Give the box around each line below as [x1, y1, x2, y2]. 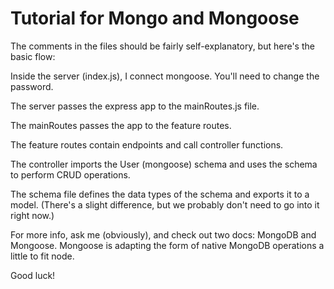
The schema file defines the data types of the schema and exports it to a [10, 188, 310, 200]
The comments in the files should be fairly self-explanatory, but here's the [10, 40, 315, 52]
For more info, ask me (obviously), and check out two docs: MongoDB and [10, 228, 317, 241]
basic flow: [10, 50, 56, 62]
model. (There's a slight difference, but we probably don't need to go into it [10, 198, 320, 211]
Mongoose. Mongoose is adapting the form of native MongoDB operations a [10, 239, 325, 251]
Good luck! [10, 269, 56, 281]
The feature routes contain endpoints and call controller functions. [10, 138, 284, 151]
